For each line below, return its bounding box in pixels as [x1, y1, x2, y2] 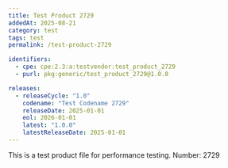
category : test [8, 26, 59, 34]
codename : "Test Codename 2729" [22, 99, 129, 107]
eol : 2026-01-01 [22, 114, 77, 122]
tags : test [8, 33, 44, 42]
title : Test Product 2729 [8, 11, 94, 20]
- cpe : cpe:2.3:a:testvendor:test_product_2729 [15, 63, 176, 71]
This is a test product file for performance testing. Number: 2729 [8, 150, 220, 159]
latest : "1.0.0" [22, 121, 77, 129]
